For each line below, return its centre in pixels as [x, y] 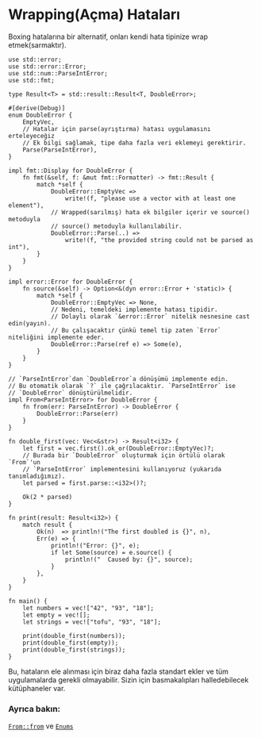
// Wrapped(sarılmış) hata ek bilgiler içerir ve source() [150, 212]
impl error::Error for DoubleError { [71, 282]
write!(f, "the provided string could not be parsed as [159, 240]
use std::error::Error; [48, 66]
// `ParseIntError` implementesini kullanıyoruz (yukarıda [122, 469]
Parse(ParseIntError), [60, 150]
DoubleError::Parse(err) [78, 413]
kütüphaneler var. [37, 688]
